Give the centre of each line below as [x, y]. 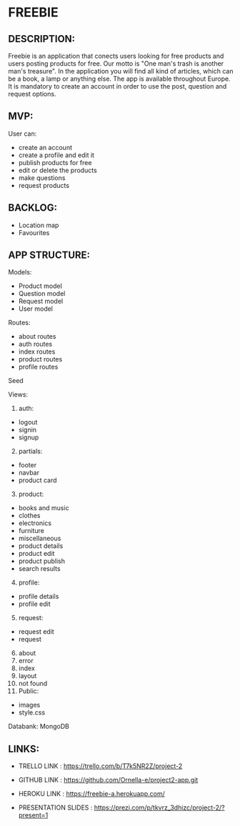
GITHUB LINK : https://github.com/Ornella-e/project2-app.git [108, 780]
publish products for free [55, 162]
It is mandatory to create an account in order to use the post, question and [117, 86]
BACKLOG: [33, 208]
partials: [30, 452]
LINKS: [24, 748]
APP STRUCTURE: [49, 255]
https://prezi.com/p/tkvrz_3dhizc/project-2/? [159, 807]
